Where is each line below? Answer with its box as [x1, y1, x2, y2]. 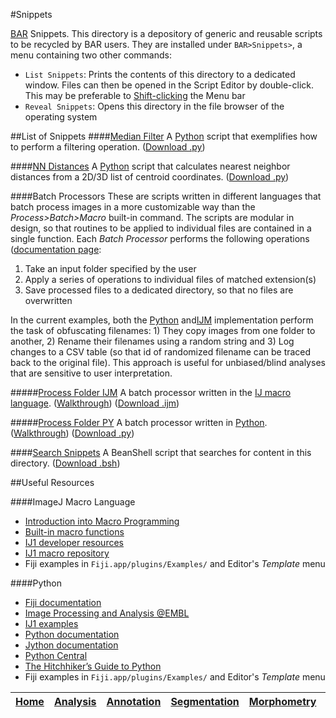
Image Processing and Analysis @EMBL [24, 607, 190, 619]
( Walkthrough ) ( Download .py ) [10, 427, 135, 439]
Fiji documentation [24, 597, 102, 608]
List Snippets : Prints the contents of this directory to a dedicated [24, 69, 296, 80]
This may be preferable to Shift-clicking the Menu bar [24, 90, 246, 101]
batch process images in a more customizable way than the [10, 201, 256, 213]
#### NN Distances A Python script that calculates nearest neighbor [10, 160, 291, 172]
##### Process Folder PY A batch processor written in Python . [10, 417, 268, 428]
